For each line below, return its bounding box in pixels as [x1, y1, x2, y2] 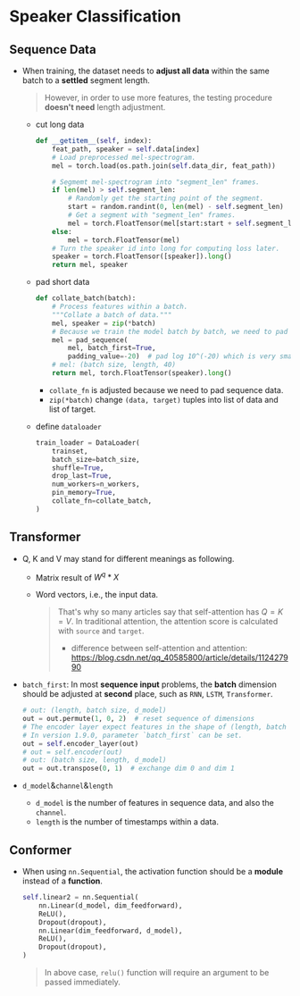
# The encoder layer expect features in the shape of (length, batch [21, 722, 287, 732]
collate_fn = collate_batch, [52, 497, 153, 506]
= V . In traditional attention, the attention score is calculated [57, 616, 279, 627]
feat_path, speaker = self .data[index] [52, 145, 201, 154]
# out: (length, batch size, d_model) [21, 706, 167, 716]
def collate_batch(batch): [35, 294, 137, 303]
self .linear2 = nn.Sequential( [21, 893, 139, 902]
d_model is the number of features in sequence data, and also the [35, 798, 275, 808]
